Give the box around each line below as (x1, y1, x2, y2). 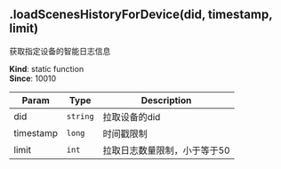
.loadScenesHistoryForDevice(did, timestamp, (9, 7, 273, 22)
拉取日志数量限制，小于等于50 (102, 144, 230, 157)
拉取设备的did (102, 110, 161, 123)
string (66, 111, 95, 121)
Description (140, 93, 192, 106)
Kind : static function (9, 63, 84, 74)
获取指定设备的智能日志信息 (9, 45, 111, 56)
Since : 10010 (9, 73, 57, 84)
